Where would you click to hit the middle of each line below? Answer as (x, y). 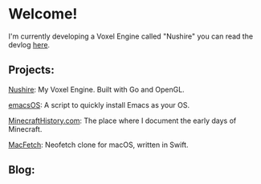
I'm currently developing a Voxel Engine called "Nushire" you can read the (131, 36)
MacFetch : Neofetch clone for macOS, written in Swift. (98, 145)
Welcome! (43, 14)
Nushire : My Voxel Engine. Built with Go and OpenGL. (96, 89)
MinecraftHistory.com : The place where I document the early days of (122, 121)
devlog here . (29, 44)
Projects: (31, 70)
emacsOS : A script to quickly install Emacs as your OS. (99, 104)
